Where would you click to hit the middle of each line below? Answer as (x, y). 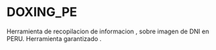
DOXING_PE (42, 12)
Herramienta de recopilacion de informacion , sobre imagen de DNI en (108, 31)
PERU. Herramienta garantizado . (54, 38)
